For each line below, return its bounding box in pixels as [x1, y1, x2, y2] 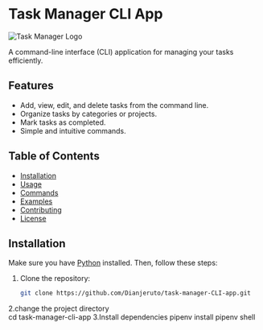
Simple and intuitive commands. [19, 126, 126, 135]
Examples [19, 196, 53, 206]
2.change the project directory [8, 303, 110, 314]
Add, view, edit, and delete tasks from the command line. [19, 100, 209, 109]
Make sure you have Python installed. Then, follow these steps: [8, 258, 218, 268]
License [19, 213, 47, 223]
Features [8, 79, 54, 93]
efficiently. [8, 56, 43, 65]
